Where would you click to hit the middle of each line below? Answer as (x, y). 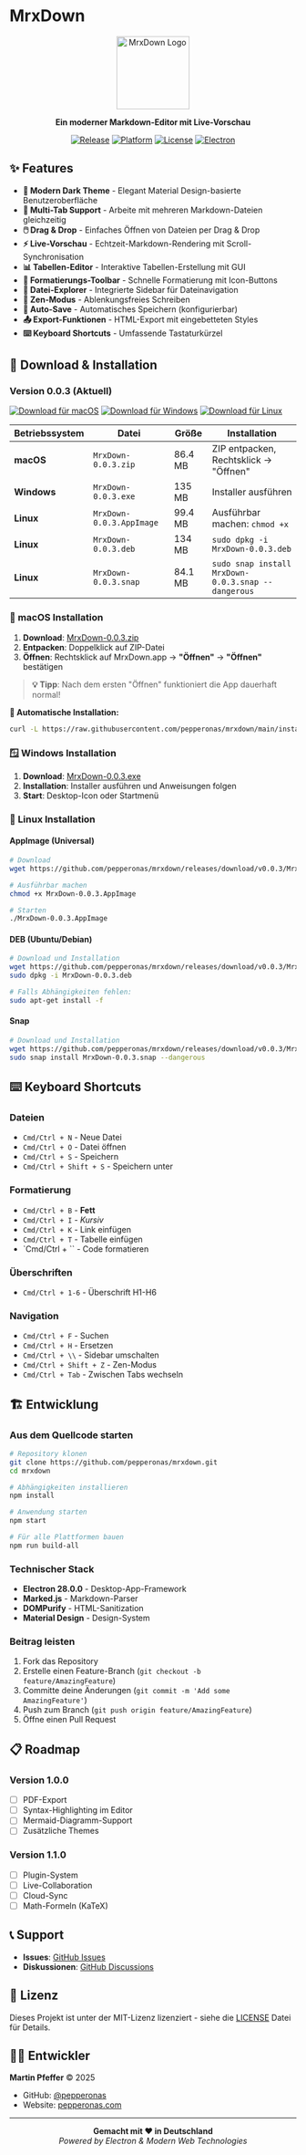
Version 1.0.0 (39, 1780)
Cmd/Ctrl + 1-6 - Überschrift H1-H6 (90, 1292)
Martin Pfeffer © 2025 (52, 2077)
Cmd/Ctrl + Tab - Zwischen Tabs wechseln (103, 1375)
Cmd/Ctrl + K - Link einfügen (77, 1229)
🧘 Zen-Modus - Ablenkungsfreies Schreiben (106, 299)
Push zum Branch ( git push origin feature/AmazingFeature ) (137, 1710)
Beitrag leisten (42, 1641)
